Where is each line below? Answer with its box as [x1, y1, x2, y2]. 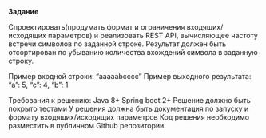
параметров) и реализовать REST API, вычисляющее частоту [47, 31, 258, 40]
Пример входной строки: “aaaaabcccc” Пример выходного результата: [8, 72, 252, 81]
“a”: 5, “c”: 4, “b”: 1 [8, 80, 69, 89]
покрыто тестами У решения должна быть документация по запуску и [8, 104, 249, 113]
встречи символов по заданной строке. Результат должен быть [8, 39, 226, 49]
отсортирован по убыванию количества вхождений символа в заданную [8, 48, 258, 57]
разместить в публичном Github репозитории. [8, 121, 166, 130]
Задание [8, 7, 39, 16]
